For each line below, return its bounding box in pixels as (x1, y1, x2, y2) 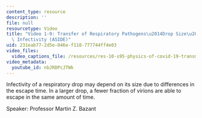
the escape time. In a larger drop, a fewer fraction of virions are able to (6, 87, 182, 95)
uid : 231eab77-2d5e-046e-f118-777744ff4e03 (6, 43, 117, 49)
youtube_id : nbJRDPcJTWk (11, 64, 74, 71)
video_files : (6, 48, 39, 54)
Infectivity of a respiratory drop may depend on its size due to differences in (6, 81, 195, 88)
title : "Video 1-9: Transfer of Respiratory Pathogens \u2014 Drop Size (6, 31, 187, 37)
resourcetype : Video (6, 25, 58, 32)
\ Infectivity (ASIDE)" (11, 37, 71, 43)
